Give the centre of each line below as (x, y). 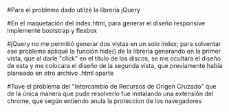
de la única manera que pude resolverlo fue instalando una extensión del (110, 93)
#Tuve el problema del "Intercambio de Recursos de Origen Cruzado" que (112, 86)
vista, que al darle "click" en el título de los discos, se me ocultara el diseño (114, 58)
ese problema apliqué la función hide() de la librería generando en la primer (114, 51)
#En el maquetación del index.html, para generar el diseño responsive (106, 23)
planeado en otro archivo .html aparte (61, 73)
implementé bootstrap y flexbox (52, 31)
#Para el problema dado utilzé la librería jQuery (74, 10)
